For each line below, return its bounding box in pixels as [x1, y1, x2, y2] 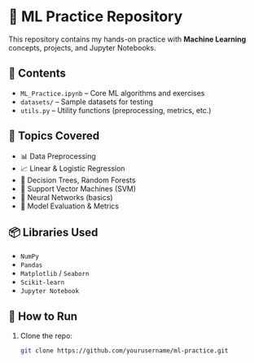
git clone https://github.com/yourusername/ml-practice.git [20, 347, 229, 355]
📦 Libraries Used [8, 225, 99, 239]
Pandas [20, 261, 43, 269]
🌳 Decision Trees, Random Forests [20, 175, 136, 185]
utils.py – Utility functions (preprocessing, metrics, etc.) [20, 105, 212, 115]
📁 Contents [8, 67, 67, 81]
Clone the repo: [20, 331, 73, 341]
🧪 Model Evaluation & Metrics [20, 201, 120, 211]
